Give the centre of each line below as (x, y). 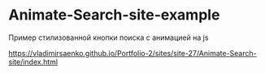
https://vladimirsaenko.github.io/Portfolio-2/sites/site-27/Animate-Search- (133, 53)
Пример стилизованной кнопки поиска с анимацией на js (109, 37)
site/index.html (33, 62)
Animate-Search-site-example (114, 15)
